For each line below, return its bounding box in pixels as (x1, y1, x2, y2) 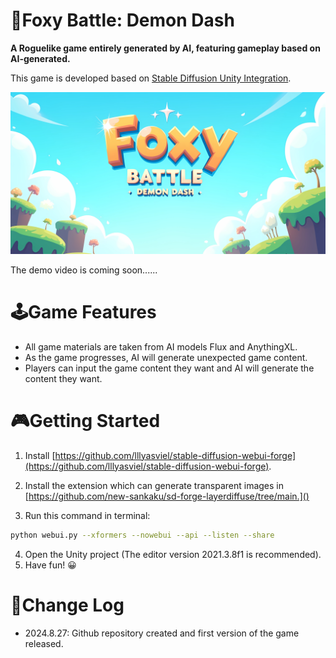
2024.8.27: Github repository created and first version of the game (24, 627, 300, 639)
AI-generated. (10, 52, 71, 64)
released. (24, 637, 64, 649)
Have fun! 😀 (24, 559, 77, 571)
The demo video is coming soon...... (10, 264, 158, 276)
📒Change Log (10, 594, 125, 616)
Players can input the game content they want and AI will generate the (24, 362, 315, 374)
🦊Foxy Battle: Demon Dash (10, 9, 235, 32)
